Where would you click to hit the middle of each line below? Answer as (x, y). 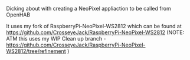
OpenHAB (18, 15)
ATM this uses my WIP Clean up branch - (56, 39)
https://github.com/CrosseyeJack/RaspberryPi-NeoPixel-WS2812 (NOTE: (95, 32)
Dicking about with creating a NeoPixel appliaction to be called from (89, 9)
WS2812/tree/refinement (36, 51)
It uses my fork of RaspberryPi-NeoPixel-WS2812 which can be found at (94, 26)
